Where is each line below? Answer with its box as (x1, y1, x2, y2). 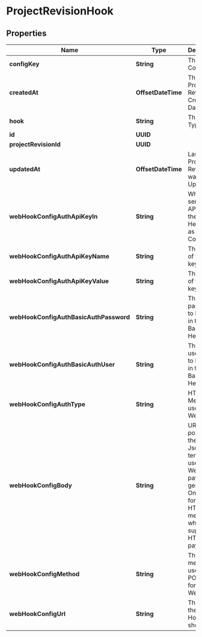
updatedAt (9, 165, 41, 173)
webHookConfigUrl (9, 610, 66, 618)
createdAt (9, 88, 39, 97)
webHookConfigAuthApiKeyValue (9, 277, 109, 285)
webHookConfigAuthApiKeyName (9, 252, 109, 260)
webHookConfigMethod (9, 570, 80, 578)
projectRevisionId (9, 140, 61, 148)
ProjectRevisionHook (6, 4, 114, 18)
